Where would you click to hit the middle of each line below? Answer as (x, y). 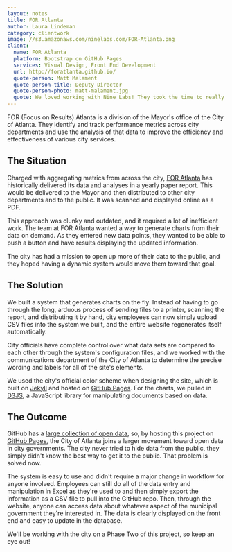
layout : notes (28, 14)
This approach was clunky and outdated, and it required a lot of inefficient (113, 221)
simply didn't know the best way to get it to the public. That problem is (108, 456)
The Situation (37, 161)
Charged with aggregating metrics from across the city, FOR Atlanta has (110, 178)
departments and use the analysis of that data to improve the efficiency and (115, 132)
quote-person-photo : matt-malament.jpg (71, 91)
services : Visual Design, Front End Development (85, 65)
